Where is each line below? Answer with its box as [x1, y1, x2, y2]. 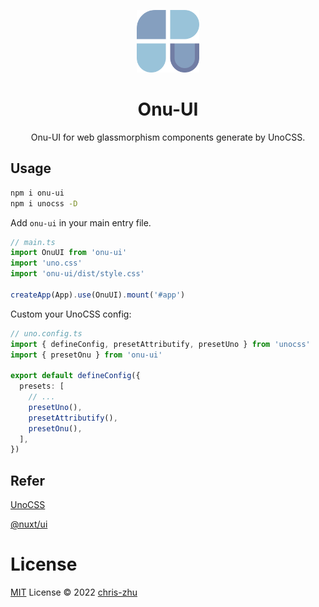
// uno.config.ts [10, 328, 83, 339]
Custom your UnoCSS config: [10, 308, 132, 320]
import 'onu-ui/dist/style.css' [10, 269, 145, 279]
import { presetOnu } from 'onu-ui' [10, 350, 163, 360]
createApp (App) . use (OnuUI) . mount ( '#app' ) [10, 290, 186, 300]
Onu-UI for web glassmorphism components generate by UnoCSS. [30, 131, 306, 143]
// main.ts [10, 237, 56, 247]
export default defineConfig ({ [10, 371, 141, 381]
